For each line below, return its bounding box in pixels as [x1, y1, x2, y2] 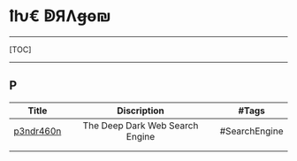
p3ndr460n [13, 125, 62, 137]
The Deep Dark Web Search [82, 119, 199, 132]
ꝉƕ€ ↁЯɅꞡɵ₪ [9, 6, 111, 27]
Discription [117, 104, 165, 117]
